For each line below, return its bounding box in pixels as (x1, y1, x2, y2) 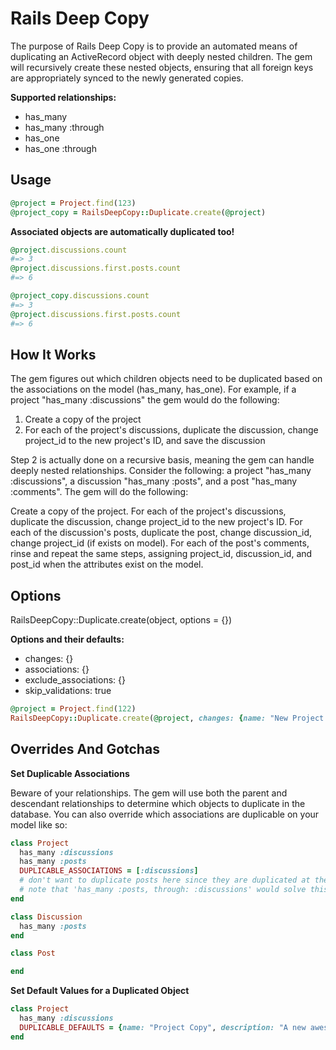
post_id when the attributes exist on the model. (10, 558, 204, 571)
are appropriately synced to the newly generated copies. (10, 72, 244, 84)
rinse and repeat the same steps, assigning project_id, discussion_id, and (10, 548, 313, 560)
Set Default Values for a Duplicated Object (10, 985, 190, 997)
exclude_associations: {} (24, 674, 126, 686)
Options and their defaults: (10, 633, 125, 646)
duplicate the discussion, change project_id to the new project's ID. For (10, 516, 303, 528)
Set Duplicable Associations (10, 767, 130, 779)
